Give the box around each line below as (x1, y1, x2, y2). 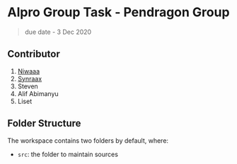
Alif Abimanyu (17, 89, 59, 98)
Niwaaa (17, 66, 40, 75)
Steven (17, 82, 39, 90)
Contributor (7, 48, 60, 60)
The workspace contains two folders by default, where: (7, 136, 168, 145)
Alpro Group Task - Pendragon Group (7, 4, 230, 20)
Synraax (17, 74, 42, 83)
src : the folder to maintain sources (17, 150, 119, 158)
